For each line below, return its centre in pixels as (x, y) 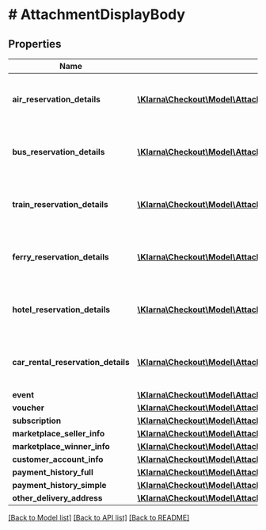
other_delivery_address (57, 498)
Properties (35, 44)
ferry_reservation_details (61, 257)
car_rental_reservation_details (71, 362)
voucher (28, 408)
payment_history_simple (59, 485)
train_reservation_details (60, 204)
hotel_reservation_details (61, 309)
